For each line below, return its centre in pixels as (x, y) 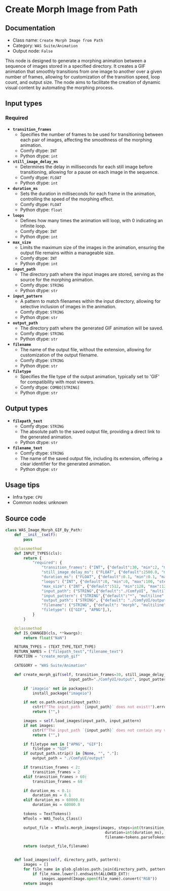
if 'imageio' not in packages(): (59, 688)
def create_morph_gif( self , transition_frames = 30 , (69, 674)
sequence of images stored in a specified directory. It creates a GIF (75, 66)
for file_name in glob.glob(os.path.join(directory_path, (86, 869)
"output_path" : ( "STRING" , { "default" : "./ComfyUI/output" (105, 600)
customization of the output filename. (59, 355)
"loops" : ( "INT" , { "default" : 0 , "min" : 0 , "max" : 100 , (98, 581)
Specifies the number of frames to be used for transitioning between (92, 134)
